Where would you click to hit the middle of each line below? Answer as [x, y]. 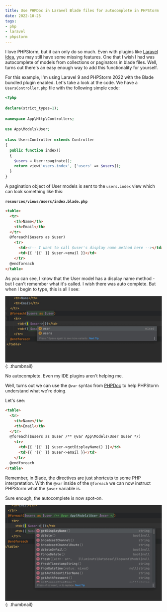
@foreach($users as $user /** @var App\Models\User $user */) [75, 437]
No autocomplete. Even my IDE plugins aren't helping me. [64, 376]
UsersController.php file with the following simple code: [63, 88]
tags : [11, 21]
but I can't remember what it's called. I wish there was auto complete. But [81, 284]
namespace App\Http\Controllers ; [40, 119]
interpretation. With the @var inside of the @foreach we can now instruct [78, 483]
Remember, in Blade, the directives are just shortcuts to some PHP [73, 478]
